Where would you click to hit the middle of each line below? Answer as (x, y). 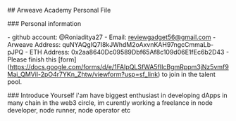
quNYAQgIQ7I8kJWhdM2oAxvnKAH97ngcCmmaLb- (138, 44)
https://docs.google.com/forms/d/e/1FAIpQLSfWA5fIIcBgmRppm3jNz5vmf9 (119, 67)
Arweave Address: (34, 44)
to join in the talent (189, 74)
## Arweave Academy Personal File (59, 10)
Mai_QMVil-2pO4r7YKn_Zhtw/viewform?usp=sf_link (83, 74)
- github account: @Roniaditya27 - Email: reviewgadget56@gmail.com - (112, 37)
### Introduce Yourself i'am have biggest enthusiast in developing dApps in (117, 95)
